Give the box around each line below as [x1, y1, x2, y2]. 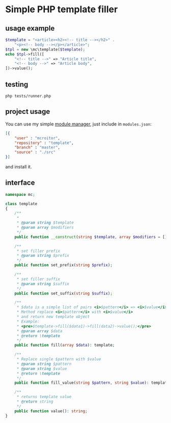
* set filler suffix [16, 277, 60, 282]
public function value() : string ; [14, 408, 88, 414]
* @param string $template [16, 220, 74, 226]
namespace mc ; [5, 192, 36, 197]
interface [5, 179, 35, 187]
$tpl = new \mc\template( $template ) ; [5, 47, 85, 52]
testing [5, 80, 28, 89]
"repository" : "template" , [14, 140, 74, 145]
